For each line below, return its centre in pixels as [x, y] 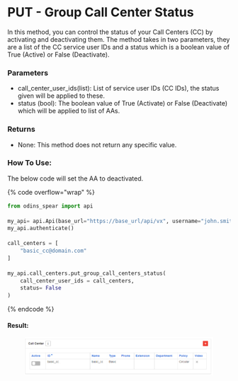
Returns [21, 130]
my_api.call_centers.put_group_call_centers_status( [87, 273]
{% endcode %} [31, 309]
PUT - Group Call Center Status [101, 12]
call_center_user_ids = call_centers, [77, 280]
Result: [18, 325]
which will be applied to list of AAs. [69, 111]
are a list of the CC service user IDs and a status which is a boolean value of [119, 47]
